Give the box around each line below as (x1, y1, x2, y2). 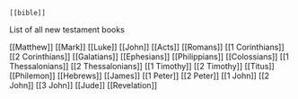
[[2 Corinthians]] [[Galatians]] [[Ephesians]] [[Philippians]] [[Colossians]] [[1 (9, 51, 289, 62)
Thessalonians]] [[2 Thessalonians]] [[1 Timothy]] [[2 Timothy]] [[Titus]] (9, 61, 276, 71)
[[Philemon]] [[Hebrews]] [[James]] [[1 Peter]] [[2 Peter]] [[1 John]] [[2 (9, 70, 270, 81)
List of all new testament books (9, 24, 126, 35)
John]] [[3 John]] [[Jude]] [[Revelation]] (9, 80, 158, 90)
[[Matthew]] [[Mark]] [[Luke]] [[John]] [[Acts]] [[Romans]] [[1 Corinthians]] (9, 41, 285, 52)
